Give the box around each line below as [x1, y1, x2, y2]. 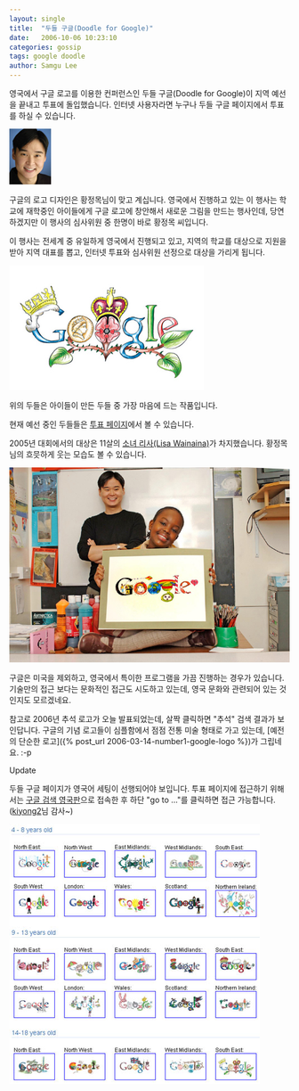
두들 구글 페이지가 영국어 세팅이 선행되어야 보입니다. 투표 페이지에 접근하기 [9, 783, 269, 793]
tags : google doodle [9, 52, 86, 62]
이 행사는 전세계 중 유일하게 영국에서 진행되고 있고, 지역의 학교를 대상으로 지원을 [9, 236, 287, 246]
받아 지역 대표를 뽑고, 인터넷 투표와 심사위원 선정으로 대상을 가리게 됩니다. [9, 247, 265, 258]
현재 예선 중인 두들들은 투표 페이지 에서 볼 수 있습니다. [9, 419, 194, 430]
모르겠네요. [32, 694, 72, 705]
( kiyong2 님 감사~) [9, 805, 74, 816]
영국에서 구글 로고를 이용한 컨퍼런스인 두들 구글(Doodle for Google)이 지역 [9, 88, 270, 98]
